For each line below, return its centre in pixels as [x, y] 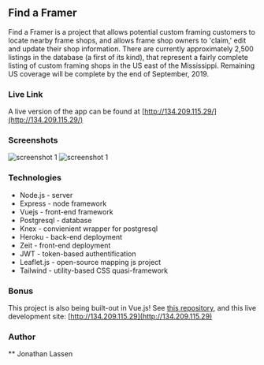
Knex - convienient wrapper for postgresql [89, 229]
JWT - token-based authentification [78, 253]
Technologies [35, 178]
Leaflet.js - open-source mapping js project [90, 262]
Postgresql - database [56, 220]
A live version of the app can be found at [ [76, 112]
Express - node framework [63, 203]
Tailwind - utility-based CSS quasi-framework [94, 270]
